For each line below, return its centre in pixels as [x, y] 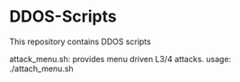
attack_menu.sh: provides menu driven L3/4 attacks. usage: [120, 59]
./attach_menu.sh [41, 68]
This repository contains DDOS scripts [80, 41]
